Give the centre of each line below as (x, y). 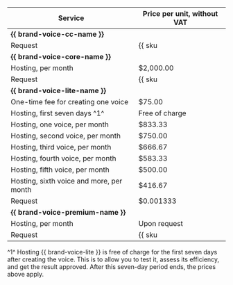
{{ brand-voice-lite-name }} (59, 91)
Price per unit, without (180, 14)
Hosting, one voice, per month (60, 124)
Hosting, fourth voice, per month (63, 158)
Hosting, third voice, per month (61, 147)
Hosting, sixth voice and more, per (67, 181)
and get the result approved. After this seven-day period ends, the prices (112, 267)
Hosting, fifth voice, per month (60, 170)
